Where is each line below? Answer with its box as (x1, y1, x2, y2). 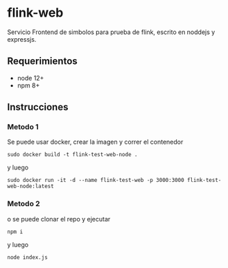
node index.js (7, 253, 49, 261)
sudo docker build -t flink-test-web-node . (7, 151, 138, 158)
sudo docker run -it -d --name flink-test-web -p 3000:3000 (7, 177, 185, 184)
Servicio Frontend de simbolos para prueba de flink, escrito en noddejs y (7, 28, 216, 36)
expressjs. (7, 35, 37, 43)
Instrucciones (7, 101, 69, 113)
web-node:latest (7, 183, 54, 190)
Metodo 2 (7, 199, 40, 209)
